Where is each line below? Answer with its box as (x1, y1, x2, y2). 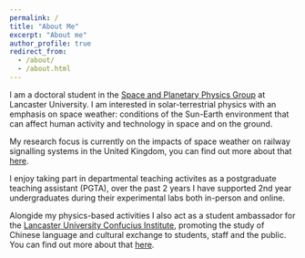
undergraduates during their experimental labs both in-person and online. (9, 192, 285, 203)
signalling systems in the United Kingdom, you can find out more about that (9, 145, 292, 156)
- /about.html (17, 65, 71, 74)
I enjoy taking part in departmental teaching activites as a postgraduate (9, 172, 277, 183)
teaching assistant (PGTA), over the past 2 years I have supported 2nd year (9, 182, 292, 193)
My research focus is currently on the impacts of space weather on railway (9, 136, 291, 147)
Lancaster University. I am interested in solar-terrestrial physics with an (9, 98, 277, 109)
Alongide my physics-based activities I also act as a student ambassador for (9, 210, 296, 221)
